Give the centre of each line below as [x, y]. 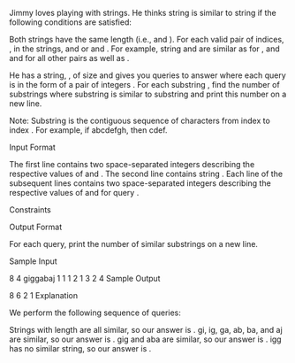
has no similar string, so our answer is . [80, 348]
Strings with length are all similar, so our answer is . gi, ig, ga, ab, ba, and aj [146, 330]
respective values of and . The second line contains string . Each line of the [146, 174]
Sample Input [33, 261]
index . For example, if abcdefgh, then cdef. [88, 130]
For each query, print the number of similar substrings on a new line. [134, 244]
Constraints [30, 210]
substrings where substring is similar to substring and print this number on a [148, 94]
